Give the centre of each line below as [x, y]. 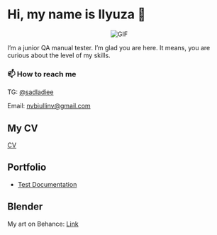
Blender [25, 207]
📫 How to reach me [42, 74]
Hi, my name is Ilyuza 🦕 [77, 15]
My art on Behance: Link [43, 224]
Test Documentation [47, 184]
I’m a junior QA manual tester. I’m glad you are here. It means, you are [109, 47]
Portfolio [27, 167]
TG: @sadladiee [30, 92]
